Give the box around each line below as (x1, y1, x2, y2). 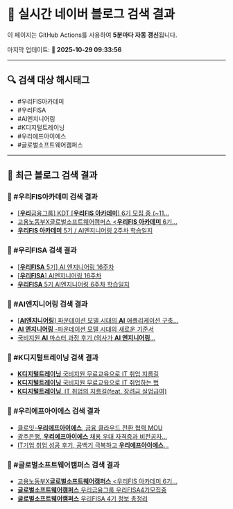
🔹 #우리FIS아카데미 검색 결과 (7, 192, 98, 202)
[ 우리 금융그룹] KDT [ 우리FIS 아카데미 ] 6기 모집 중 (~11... (17, 209, 170, 218)
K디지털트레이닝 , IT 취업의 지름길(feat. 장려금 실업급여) (17, 387, 167, 396)
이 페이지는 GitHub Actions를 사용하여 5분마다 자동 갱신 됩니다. (7, 31, 178, 39)
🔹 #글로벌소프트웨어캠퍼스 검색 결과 (7, 460, 120, 469)
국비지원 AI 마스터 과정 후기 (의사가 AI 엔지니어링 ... (17, 334, 156, 342)
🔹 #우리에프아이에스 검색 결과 (7, 406, 101, 416)
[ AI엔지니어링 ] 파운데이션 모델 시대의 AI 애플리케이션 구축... (17, 316, 179, 325)
